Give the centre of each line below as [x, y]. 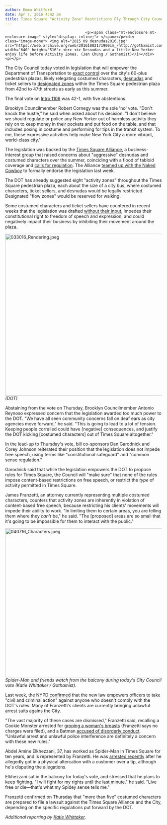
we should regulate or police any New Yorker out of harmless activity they [81, 119]
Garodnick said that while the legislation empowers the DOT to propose [78, 470]
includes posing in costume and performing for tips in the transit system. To [83, 129]
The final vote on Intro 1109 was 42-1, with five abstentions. [66, 99]
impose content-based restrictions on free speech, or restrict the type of [80, 480]
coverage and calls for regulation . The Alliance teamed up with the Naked [80, 165]
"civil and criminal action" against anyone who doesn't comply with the [78, 700]
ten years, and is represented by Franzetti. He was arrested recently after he [83, 756]
